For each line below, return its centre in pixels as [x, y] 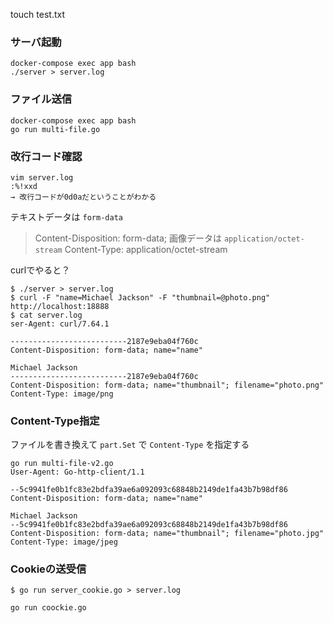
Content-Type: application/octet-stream [146, 249]
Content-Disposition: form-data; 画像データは [128, 238]
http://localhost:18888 [60, 306]
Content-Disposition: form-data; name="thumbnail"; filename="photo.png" [167, 385]
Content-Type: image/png [62, 394]
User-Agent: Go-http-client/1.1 [77, 472]
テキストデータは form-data [66, 216]
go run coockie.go [48, 608]
